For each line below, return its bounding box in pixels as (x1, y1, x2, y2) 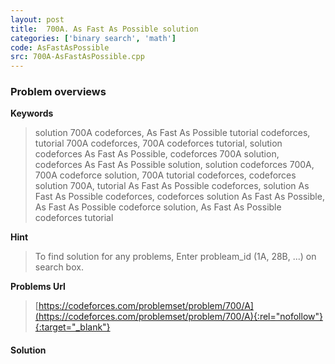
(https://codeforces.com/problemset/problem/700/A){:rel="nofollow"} (34, 311, 323, 323)
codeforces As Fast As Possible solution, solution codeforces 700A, (34, 159, 315, 171)
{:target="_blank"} (34, 321, 111, 333)
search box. (34, 261, 84, 273)
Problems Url (10, 281, 66, 293)
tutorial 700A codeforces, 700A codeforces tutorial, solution (34, 137, 283, 150)
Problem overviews (10, 85, 107, 99)
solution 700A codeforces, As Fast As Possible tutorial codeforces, (34, 127, 311, 139)
